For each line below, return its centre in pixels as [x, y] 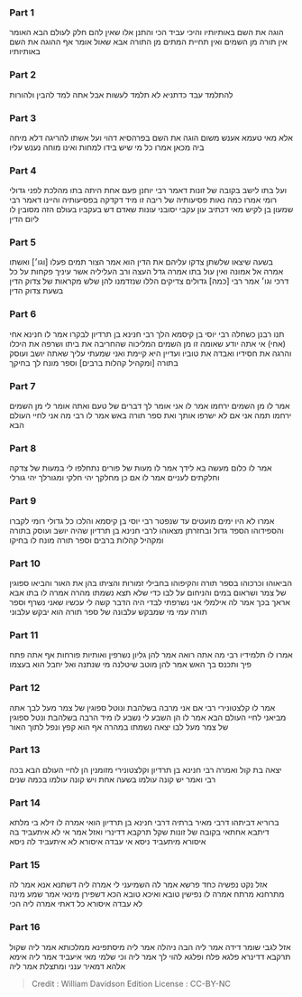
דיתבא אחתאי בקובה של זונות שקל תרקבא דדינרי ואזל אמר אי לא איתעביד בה [139, 832]
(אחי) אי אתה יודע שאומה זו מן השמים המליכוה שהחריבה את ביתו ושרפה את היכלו [148, 343]
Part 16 [25, 927]
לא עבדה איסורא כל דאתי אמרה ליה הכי [76, 904]
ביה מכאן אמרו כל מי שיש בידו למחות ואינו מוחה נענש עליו [107, 147]
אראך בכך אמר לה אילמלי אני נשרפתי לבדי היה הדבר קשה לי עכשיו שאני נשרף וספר [150, 601]
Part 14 [25, 803]
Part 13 [25, 750]
